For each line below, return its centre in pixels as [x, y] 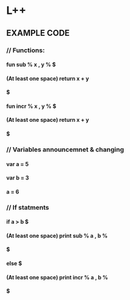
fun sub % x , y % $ [31, 65]
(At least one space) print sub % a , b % [57, 235]
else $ [14, 264]
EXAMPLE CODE [38, 33]
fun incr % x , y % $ [31, 106]
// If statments [28, 207]
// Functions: [26, 50]
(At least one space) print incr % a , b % [57, 277]
